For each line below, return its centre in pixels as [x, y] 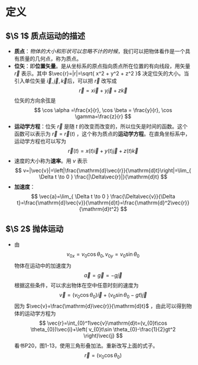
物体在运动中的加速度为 [43, 265]
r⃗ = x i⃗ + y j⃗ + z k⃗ [103, 90]
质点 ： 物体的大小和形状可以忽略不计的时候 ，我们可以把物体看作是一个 [100, 51]
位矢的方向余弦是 [35, 100]
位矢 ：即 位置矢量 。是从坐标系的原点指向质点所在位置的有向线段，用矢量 [102, 66]
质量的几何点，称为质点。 [51, 59]
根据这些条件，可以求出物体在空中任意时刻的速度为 [76, 285]
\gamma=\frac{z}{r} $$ [103, 116]
